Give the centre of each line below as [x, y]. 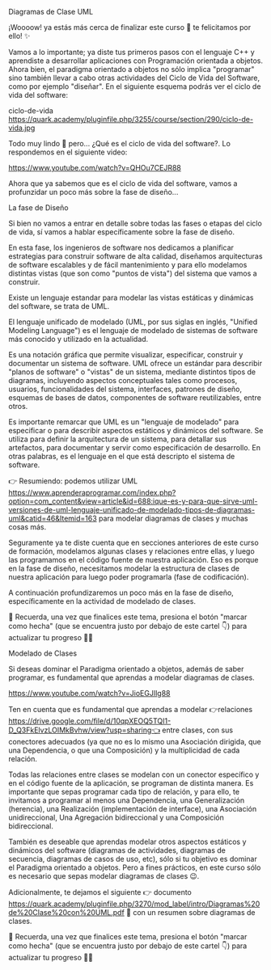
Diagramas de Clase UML [51, 12]
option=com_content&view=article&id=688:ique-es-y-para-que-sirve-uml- [133, 501]
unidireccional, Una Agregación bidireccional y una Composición [116, 817]
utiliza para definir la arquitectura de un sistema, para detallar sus [118, 439]
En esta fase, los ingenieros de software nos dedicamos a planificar [121, 247]
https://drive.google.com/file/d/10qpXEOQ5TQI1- [90, 721]
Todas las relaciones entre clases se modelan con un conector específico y [134, 774]
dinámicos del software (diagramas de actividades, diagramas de [117, 850]
